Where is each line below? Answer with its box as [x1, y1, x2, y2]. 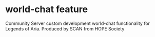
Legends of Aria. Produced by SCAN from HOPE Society [5, 25, 125, 31]
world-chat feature [5, 4, 88, 15]
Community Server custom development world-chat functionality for [5, 20, 150, 26]
